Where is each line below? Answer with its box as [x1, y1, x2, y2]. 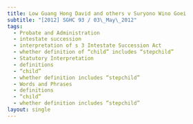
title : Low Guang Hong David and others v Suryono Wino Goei [7, 10, 187, 17]
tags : [7, 23, 23, 30]
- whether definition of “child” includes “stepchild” [13, 49, 174, 56]
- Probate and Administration [13, 29, 100, 37]
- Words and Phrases [13, 81, 72, 87]
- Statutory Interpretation [13, 55, 94, 62]
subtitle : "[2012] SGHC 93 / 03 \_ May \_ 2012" [7, 17, 137, 23]
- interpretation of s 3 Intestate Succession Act [13, 42, 162, 49]
